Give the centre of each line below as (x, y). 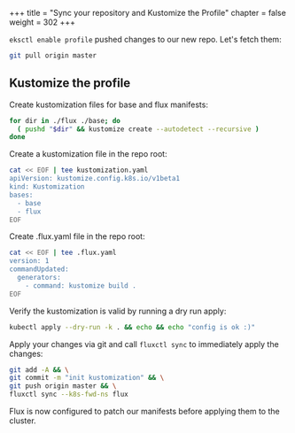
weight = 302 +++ (43, 22)
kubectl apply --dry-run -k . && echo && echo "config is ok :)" (132, 327)
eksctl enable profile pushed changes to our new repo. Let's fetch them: (145, 39)
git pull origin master (53, 56)
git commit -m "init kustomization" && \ (87, 378)
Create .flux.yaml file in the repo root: (77, 236)
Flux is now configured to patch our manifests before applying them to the (145, 412)
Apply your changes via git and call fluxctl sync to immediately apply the (144, 344)
